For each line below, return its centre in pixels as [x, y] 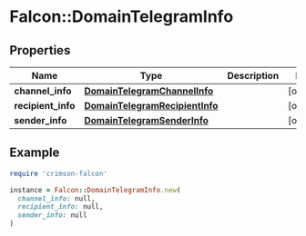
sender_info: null [53, 215]
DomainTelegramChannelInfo [149, 91]
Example [35, 153]
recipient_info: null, [61, 207]
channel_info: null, [56, 198]
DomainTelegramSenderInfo [147, 120]
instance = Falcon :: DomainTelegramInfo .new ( [95, 190]
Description [253, 76]
